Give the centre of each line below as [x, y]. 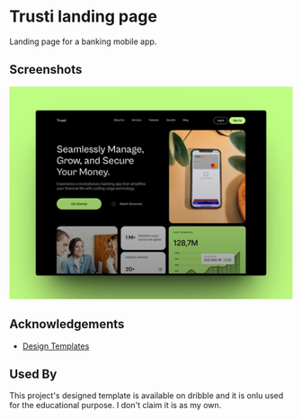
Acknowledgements [67, 324]
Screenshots [46, 70]
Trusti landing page [83, 17]
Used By [33, 374]
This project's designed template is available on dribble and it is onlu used [147, 396]
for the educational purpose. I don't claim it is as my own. [115, 406]
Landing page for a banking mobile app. [83, 41]
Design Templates [56, 346]
